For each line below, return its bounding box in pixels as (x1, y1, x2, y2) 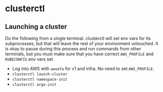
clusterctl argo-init (12, 82, 56, 87)
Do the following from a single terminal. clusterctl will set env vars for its (5, 35, 151, 41)
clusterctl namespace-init (12, 77, 68, 82)
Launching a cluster (5, 23, 67, 31)
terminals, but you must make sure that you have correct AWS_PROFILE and (5, 51, 154, 57)
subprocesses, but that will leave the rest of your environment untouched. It (5, 41, 159, 46)
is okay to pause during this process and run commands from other (5, 46, 141, 51)
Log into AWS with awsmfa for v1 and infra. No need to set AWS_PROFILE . (12, 66, 155, 71)
